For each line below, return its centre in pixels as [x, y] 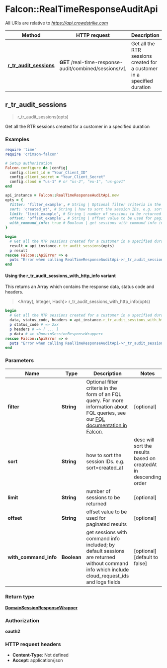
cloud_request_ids [108, 575]
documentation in [107, 425]
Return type [20, 597]
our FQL [96, 419]
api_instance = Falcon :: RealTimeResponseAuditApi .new [62, 195]
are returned [101, 557]
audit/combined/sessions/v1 [93, 68]
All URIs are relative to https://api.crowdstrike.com [57, 23]
